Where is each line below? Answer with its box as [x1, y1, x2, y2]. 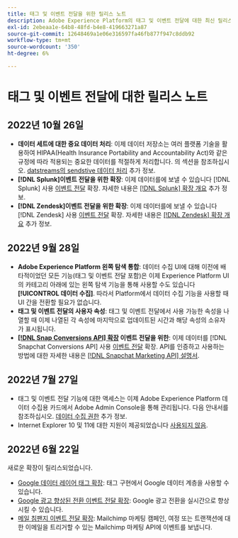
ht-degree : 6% [7, 50, 50, 57]
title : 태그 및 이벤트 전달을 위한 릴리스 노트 [7, 10, 127, 18]
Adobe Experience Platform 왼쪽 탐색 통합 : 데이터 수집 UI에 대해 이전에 [17, 262, 220, 270]
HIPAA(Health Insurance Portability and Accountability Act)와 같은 [36, 148, 228, 157]
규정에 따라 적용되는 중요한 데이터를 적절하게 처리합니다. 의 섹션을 [17, 157, 200, 165]
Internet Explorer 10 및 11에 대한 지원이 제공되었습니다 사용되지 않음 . [17, 420, 208, 429]
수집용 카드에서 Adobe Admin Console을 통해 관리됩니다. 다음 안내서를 [30, 402, 229, 412]
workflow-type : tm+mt [7, 37, 72, 44]
